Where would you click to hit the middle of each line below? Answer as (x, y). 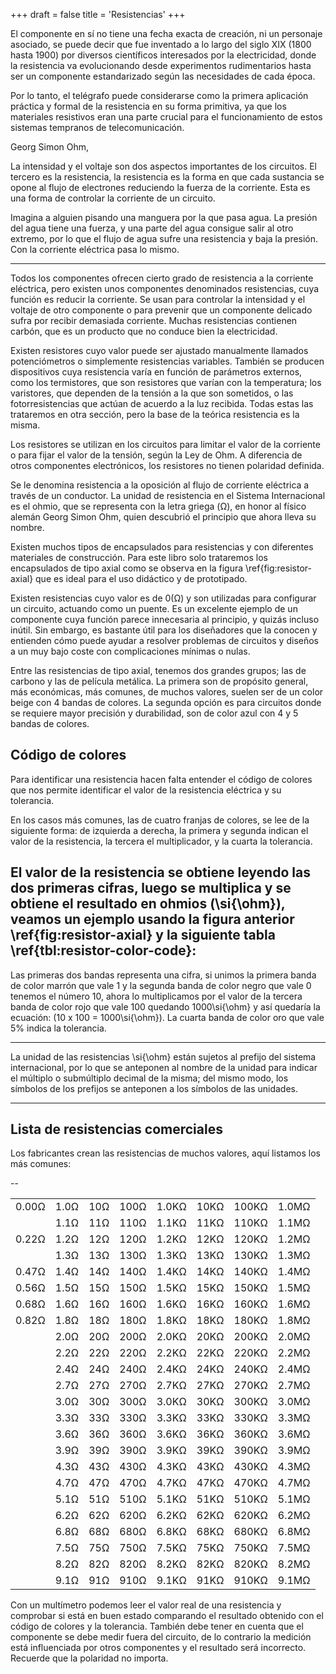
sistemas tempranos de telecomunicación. (97, 127)
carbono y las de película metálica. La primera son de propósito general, (159, 681)
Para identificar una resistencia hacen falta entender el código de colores (161, 779)
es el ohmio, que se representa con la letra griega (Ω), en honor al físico (158, 506)
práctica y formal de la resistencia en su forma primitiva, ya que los (148, 106)
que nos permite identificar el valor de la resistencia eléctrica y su (146, 790)
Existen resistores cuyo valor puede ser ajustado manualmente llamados (159, 350)
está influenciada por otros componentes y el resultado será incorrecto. (158, 1648)
